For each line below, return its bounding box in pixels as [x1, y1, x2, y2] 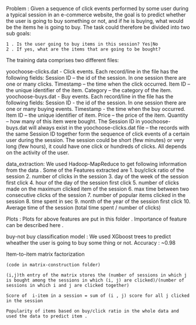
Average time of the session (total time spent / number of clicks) [6, 204, 161, 211]
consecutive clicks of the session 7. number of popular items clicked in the [6, 192, 186, 198]
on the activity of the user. [6, 149, 70, 156]
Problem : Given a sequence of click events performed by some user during [6, 5, 189, 12]
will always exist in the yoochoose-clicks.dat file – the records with [28, 124, 190, 131]
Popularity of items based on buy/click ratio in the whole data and [6, 308, 180, 314]
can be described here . [6, 222, 64, 228]
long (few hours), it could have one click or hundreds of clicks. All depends [6, 143, 187, 150]
